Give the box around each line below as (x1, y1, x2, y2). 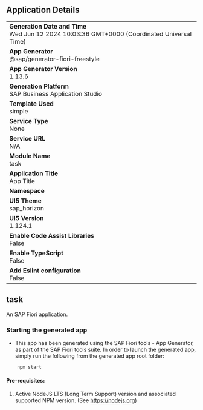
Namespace (9, 186, 45, 195)
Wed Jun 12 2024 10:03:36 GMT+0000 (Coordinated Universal (9, 30, 192, 38)
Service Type (9, 116, 48, 125)
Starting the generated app (6, 326, 88, 334)
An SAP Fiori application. (6, 311, 68, 318)
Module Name (9, 152, 51, 160)
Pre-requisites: (6, 377, 45, 384)
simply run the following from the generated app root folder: (14, 352, 165, 360)
